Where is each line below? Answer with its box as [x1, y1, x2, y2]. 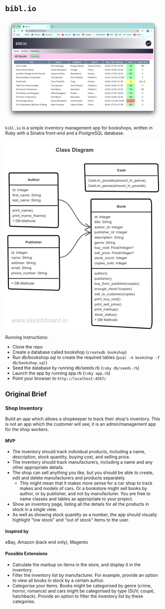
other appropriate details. [12, 465, 64, 471]
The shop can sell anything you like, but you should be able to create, [12, 470, 154, 476]
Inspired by [5, 528, 29, 534]
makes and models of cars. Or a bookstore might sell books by [19, 485, 147, 491]
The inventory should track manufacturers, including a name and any [12, 459, 153, 465]
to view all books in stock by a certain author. [12, 577, 105, 583]
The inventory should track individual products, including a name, [12, 449, 146, 455]
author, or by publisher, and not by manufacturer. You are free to [19, 491, 151, 497]
